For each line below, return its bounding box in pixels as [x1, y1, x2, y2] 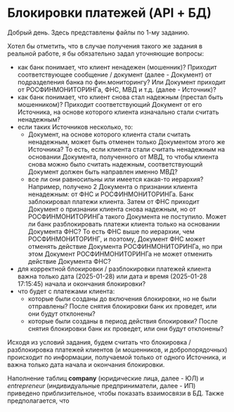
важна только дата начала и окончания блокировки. [7, 360, 165, 368]
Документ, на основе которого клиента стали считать [27, 130, 191, 139]
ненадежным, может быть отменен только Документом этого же [27, 137, 226, 146]
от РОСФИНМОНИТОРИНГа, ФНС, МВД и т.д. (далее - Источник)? [17, 85, 216, 94]
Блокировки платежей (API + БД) [7, 5, 212, 21]
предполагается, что [7, 396, 70, 405]
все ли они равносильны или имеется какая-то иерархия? [27, 174, 204, 184]
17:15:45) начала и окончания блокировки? [17, 279, 146, 288]
